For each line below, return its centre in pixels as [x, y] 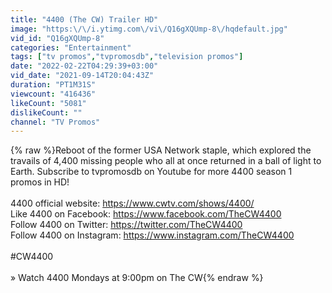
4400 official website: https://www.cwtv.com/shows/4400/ [132, 203]
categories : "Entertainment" [71, 47]
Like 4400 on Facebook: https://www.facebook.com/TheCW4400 [146, 214]
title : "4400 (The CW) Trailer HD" [84, 19]
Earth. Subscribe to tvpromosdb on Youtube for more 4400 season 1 [151, 172]
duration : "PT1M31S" [53, 85]
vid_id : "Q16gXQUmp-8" [57, 38]
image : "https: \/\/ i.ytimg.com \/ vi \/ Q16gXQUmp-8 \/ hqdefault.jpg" [149, 29]
